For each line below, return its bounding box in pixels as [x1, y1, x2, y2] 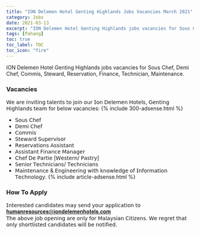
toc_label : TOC [6, 42, 44, 48]
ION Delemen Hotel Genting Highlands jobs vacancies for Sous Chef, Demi [6, 64, 189, 71]
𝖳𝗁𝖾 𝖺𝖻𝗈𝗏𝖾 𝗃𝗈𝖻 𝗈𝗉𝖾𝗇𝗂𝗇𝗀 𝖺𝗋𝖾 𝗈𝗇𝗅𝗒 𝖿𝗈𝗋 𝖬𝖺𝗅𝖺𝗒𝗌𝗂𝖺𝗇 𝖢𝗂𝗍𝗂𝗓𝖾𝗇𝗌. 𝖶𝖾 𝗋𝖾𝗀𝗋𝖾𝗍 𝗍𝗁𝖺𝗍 [6, 215, 187, 222]
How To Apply [6, 188, 48, 196]
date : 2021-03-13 [6, 20, 49, 26]
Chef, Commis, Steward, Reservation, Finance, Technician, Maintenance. [6, 70, 185, 77]
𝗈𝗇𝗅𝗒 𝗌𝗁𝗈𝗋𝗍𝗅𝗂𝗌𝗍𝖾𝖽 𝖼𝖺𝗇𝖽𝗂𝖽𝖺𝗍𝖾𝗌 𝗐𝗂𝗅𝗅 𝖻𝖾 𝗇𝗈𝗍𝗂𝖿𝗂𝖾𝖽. [6, 221, 117, 228]
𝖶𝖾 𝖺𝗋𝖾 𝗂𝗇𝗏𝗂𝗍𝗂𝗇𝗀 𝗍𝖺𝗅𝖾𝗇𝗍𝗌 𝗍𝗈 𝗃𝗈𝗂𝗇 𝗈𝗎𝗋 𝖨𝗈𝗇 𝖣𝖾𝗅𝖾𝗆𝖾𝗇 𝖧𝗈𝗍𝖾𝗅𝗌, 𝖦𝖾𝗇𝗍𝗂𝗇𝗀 [6, 99, 170, 106]
